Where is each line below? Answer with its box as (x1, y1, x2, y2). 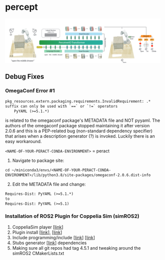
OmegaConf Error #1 (5, 87, 55, 94)
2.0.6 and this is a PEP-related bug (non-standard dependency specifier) (5, 128, 153, 134)
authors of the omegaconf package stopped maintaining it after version (5, 123, 150, 129)
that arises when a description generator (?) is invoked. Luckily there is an (5, 133, 155, 139)
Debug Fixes (5, 73, 44, 81)
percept (5, 1, 38, 13)
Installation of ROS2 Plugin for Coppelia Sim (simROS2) (5, 213, 139, 220)
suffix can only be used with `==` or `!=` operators (5, 104, 118, 109)
